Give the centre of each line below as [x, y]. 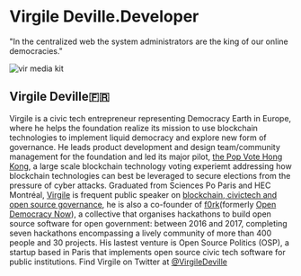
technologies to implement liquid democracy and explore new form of [138, 138]
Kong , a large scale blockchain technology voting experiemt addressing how [150, 166]
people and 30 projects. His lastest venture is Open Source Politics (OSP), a [150, 242]
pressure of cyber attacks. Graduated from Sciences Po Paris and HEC [140, 185]
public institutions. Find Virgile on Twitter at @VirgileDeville [118, 262]
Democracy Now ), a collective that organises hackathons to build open [141, 214]
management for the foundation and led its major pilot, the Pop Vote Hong [146, 156]
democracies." [36, 50]
